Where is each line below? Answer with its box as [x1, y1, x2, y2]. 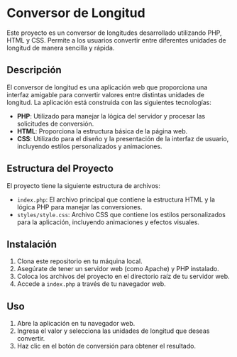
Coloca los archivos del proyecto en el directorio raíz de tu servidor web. [16, 272, 230, 281]
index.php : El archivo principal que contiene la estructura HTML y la [16, 195, 216, 204]
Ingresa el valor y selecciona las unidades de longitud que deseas [16, 326, 210, 335]
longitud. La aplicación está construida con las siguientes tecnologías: [6, 98, 212, 106]
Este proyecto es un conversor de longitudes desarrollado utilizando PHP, [6, 28, 222, 37]
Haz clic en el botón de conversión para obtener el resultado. [16, 342, 197, 351]
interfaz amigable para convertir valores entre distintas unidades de [6, 90, 205, 99]
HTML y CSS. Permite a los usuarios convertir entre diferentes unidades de [6, 35, 226, 44]
